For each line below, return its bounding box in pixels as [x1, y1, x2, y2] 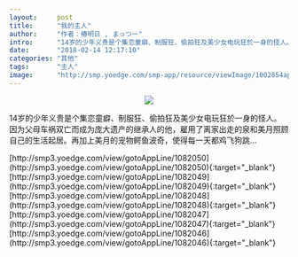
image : [9, 71, 34, 80]
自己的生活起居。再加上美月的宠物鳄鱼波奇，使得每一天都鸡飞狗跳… [9, 135, 257, 145]
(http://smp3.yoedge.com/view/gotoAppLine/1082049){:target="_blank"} [9, 181, 277, 191]
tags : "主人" [9, 63, 79, 72]
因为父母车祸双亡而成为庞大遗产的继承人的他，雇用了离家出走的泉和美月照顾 [9, 123, 289, 134]
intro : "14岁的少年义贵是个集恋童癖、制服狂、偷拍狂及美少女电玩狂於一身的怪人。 [9, 37, 294, 47]
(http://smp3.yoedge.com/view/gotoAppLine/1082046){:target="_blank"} [9, 237, 277, 248]
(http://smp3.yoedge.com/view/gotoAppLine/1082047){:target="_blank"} [9, 218, 277, 229]
